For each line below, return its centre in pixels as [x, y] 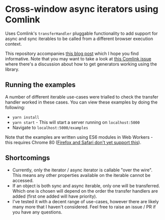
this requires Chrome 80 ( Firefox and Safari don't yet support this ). [73, 142]
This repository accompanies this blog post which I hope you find [72, 54]
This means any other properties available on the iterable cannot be [81, 175]
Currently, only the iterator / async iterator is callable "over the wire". [82, 170]
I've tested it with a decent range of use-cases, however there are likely [85, 201]
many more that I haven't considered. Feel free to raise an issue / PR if [84, 207]
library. [12, 69]
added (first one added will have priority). [55, 196]
